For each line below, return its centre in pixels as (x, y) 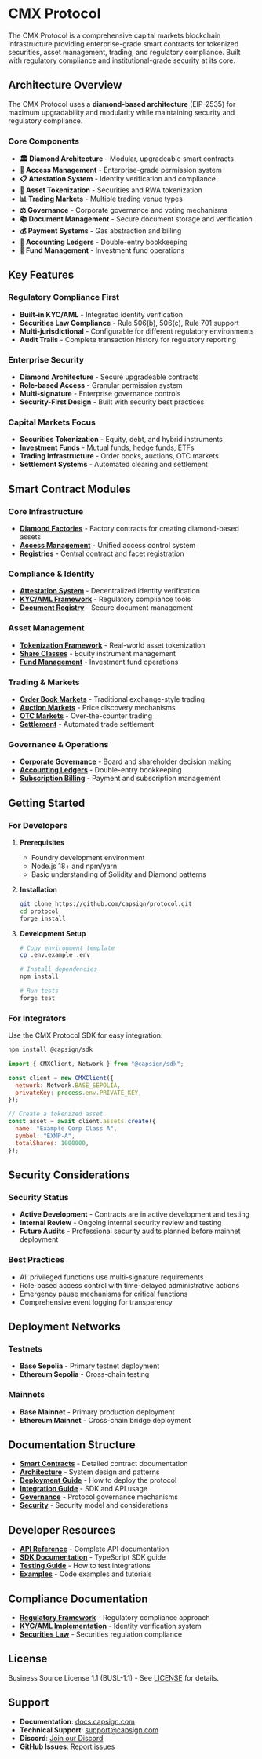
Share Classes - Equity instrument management (98, 653)
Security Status (38, 1197)
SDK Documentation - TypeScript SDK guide (93, 1557)
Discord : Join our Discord (61, 1738)
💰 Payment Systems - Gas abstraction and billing (100, 231)
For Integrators (37, 1018)
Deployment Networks (65, 1326)
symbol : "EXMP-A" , (45, 1136)
